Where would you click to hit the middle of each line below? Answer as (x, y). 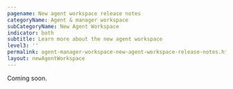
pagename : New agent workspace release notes (74, 13)
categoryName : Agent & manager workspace (68, 20)
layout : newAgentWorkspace (46, 59)
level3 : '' (23, 46)
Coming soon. (27, 78)
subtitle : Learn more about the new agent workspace (85, 39)
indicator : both (31, 33)
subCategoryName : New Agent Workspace (63, 26)
